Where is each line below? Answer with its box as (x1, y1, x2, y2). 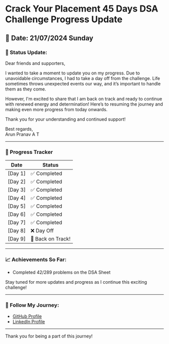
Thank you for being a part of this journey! (5, 333, 93, 339)
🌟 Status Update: (5, 49, 48, 56)
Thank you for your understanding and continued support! (5, 116, 126, 122)
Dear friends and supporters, (5, 60, 65, 66)
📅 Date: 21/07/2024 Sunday (5, 34, 94, 42)
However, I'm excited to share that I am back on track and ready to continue (5, 96, 162, 102)
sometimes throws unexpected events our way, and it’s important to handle (5, 80, 161, 87)
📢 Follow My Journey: (5, 302, 59, 309)
